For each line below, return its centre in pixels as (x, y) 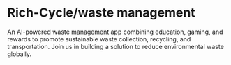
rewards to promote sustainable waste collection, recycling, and (99, 39)
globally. (20, 54)
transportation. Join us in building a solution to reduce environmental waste (116, 46)
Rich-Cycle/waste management (101, 13)
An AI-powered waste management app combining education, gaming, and (115, 32)
